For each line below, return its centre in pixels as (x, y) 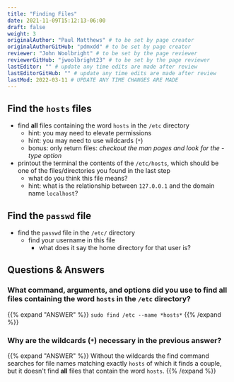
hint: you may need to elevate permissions (90, 133)
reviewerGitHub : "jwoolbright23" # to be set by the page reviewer (109, 60)
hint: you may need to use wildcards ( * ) (86, 141)
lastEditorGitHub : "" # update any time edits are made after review (112, 73)
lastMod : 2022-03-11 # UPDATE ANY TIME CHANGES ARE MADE (93, 80)
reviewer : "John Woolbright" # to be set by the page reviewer (103, 54)
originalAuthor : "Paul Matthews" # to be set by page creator (101, 40)
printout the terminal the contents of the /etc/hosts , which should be (118, 163)
